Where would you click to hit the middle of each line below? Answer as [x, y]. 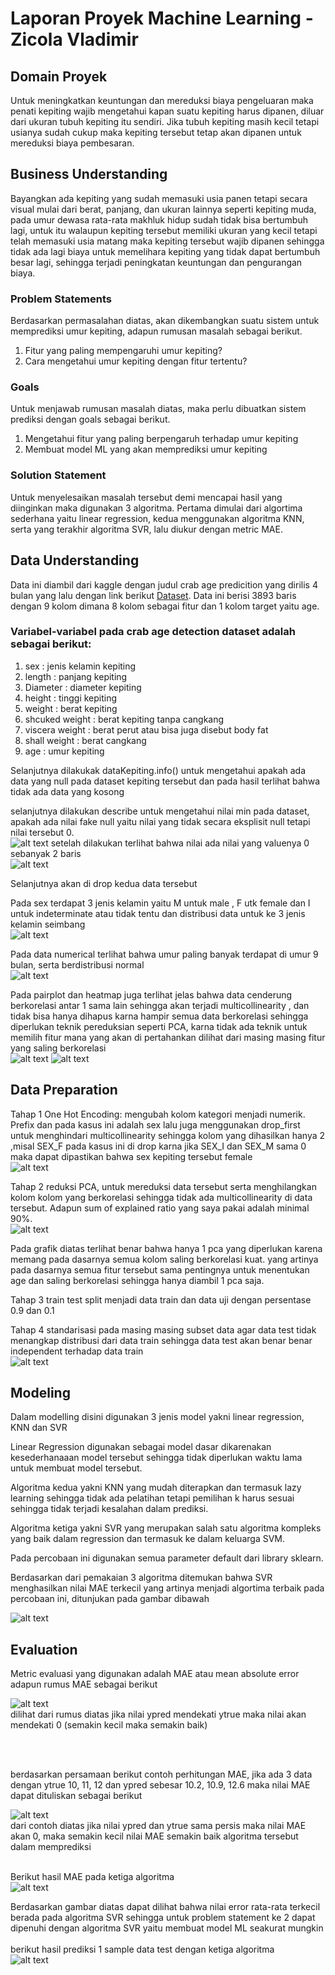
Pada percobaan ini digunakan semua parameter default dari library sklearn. [167, 1558]
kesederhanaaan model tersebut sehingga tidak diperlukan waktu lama [156, 1458]
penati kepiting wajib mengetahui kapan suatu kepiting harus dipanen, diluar [167, 111]
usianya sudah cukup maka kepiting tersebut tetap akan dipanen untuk [156, 132]
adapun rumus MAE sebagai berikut [84, 1684]
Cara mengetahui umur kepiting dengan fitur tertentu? [136, 361]
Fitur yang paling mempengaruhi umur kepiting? [123, 351]
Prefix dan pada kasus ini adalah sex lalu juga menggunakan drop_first [155, 1124]
